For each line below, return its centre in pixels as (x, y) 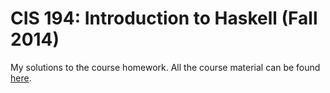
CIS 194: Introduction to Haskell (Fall (164, 18)
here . (21, 78)
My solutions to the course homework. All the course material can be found (165, 67)
